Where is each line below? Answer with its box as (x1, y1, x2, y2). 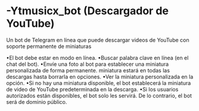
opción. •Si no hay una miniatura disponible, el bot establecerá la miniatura (6, 79, 191, 87)
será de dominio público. (6, 98, 68, 105)
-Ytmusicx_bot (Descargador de (6, 4, 169, 18)
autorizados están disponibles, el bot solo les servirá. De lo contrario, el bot (6, 92, 192, 99)
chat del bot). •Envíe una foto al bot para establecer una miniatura (6, 61, 169, 68)
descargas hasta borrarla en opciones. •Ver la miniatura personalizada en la (6, 73, 194, 80)
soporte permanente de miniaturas (6, 43, 91, 50)
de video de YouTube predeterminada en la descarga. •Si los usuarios (6, 85, 179, 93)
